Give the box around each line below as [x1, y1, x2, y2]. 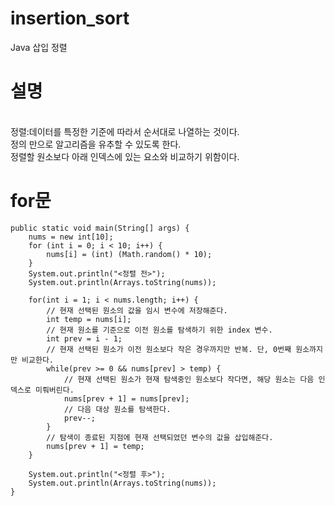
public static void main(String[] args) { [10, 223, 190, 233]
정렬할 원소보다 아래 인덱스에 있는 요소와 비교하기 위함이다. [10, 150, 240, 162]
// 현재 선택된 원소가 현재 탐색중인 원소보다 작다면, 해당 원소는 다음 [63, 374, 315, 384]
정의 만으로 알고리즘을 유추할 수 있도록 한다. [10, 138, 182, 150]
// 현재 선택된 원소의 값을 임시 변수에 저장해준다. [46, 305, 228, 316]
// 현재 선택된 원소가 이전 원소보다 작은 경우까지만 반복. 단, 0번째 [46, 344, 292, 354]
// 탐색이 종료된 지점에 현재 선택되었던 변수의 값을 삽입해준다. [46, 432, 274, 442]
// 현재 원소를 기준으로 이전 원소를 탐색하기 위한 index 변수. [46, 325, 273, 335]
